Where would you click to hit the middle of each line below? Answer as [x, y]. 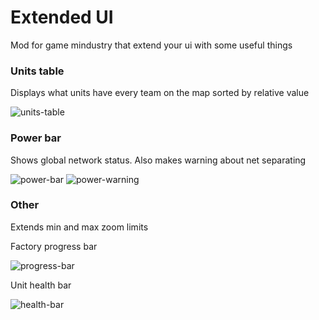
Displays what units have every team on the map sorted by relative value [160, 93]
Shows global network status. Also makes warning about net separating [158, 160]
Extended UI [62, 17]
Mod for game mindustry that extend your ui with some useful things [151, 45]
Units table [37, 71]
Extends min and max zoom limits [79, 227]
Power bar [36, 138]
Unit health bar [41, 285]
